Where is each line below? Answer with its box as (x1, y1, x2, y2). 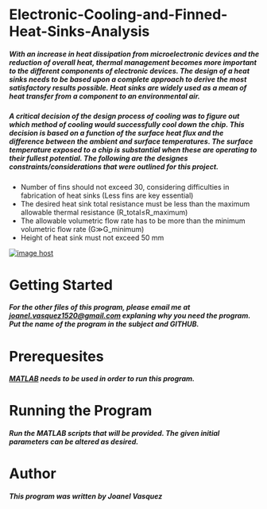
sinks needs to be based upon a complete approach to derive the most (9, 74, 247, 84)
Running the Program (9, 402, 153, 420)
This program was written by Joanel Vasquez (9, 491, 163, 501)
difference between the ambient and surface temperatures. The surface (9, 137, 253, 146)
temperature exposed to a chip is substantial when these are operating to (9, 145, 257, 155)
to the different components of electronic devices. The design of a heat (9, 66, 250, 75)
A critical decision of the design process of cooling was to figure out (9, 111, 240, 121)
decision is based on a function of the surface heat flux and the (9, 129, 224, 138)
